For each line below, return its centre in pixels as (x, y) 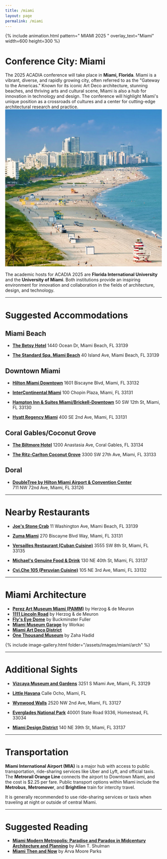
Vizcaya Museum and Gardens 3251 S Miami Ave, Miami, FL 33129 (81, 684)
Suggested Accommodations (67, 315)
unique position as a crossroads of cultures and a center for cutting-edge (80, 102)
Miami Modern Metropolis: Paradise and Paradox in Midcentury (79, 841)
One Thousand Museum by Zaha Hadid (53, 635)
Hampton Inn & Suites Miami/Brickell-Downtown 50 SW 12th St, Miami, (86, 402)
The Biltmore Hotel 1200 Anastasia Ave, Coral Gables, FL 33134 (78, 445)
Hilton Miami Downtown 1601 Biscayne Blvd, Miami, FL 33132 (76, 383)
